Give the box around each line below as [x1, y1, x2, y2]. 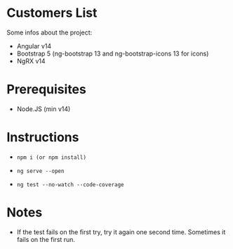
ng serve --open [16, 167, 65, 174]
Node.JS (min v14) [16, 104, 71, 113]
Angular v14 [16, 41, 52, 50]
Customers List [6, 5, 98, 21]
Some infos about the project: [6, 28, 93, 37]
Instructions [6, 129, 79, 146]
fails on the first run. [16, 235, 75, 243]
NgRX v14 [16, 56, 46, 65]
